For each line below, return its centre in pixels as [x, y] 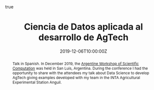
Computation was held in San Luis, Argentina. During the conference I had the [80, 68]
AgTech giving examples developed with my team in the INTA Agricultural [76, 77]
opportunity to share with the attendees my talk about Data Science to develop [81, 73]
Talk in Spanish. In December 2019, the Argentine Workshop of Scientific [76, 63]
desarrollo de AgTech [83, 38]
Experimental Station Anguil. [37, 82]
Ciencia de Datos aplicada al [83, 27]
